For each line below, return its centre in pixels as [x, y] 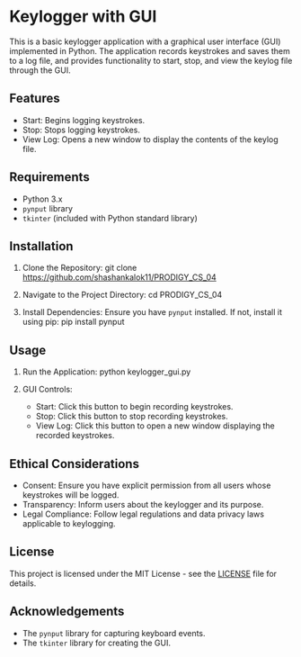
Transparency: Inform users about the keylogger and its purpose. [143, 504]
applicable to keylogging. [69, 523]
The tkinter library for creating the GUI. [97, 643]
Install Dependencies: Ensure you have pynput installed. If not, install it [152, 312]
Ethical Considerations [74, 464]
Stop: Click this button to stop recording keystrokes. [132, 417]
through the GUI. [40, 70]
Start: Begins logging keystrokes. [84, 120]
